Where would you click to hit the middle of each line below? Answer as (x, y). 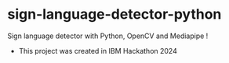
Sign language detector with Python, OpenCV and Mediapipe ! (108, 36)
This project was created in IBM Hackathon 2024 (98, 51)
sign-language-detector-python (114, 14)
